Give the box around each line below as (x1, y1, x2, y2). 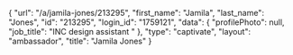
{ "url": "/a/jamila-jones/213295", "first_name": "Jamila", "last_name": (8, 8, 265, 18)
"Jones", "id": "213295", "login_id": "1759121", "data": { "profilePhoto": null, (8, 17, 285, 27)
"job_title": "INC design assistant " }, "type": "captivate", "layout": (8, 27, 252, 36)
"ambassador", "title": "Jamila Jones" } (8, 35, 152, 46)
